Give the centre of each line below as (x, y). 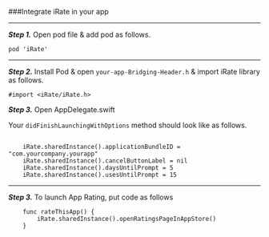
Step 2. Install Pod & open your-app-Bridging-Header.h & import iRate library (134, 72)
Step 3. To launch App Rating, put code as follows (91, 197)
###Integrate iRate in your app (59, 12)
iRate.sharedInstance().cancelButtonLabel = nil (105, 161)
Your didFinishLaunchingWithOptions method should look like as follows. (128, 125)
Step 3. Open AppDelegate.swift (62, 110)
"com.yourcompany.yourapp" (53, 154)
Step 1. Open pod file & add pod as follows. (79, 34)
